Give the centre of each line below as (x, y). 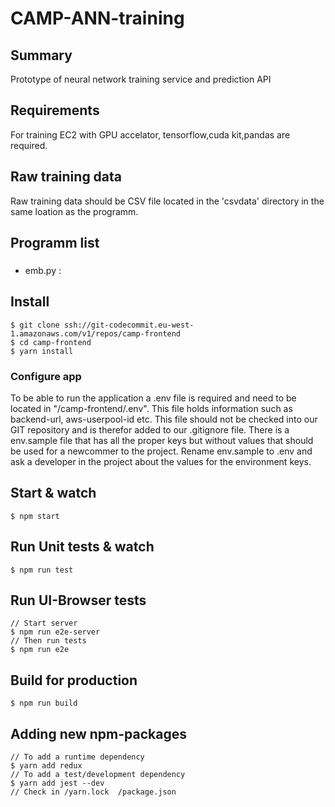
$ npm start (35, 516)
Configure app (46, 376)
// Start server (44, 623)
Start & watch (53, 493)
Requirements (55, 110)
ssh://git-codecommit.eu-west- (129, 325)
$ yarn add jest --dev (57, 783)
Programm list (55, 243)
